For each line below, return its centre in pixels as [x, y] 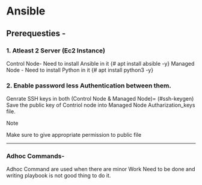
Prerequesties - [36, 33]
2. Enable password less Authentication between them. [89, 86]
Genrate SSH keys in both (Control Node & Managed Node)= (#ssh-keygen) [100, 99]
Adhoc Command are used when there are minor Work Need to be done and [101, 169]
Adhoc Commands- [35, 156]
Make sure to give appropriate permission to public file [74, 135]
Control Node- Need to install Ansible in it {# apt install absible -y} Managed [100, 63]
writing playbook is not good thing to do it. [59, 175]
